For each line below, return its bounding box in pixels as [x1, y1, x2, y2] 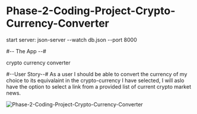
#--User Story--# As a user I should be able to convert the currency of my [6, 70, 188, 77]
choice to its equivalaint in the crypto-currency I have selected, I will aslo [6, 77, 185, 84]
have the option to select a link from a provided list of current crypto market [6, 83, 192, 90]
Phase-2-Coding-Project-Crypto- [6, 4, 176, 18]
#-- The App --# [6, 47, 46, 54]
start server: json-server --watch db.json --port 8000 [6, 36, 138, 43]
